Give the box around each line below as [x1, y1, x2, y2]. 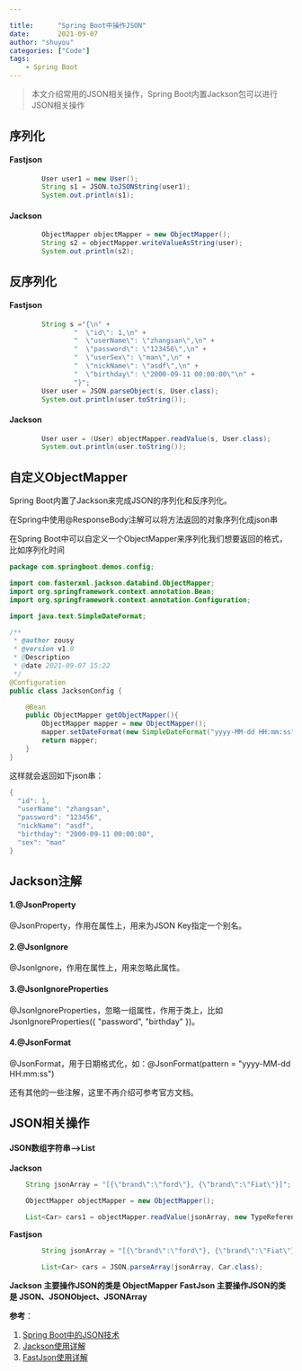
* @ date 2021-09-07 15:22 [13, 661, 111, 670]
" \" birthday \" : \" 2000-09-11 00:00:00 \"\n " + [73, 369, 255, 378]
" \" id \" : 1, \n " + [73, 328, 147, 337]
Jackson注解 [9, 873, 83, 889]
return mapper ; [41, 736, 99, 746]
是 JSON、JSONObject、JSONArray [9, 1291, 147, 1302]
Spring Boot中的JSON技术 [22, 1329, 120, 1340]
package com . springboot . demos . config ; [9, 562, 155, 571]
